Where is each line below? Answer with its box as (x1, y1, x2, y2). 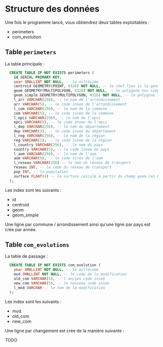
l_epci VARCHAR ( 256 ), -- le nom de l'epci (14, 115, 101, 120)
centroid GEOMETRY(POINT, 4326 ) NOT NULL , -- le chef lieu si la (14, 84, 149, 89)
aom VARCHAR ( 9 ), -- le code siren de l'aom (14, 156, 103, 161)
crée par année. (5, 226, 37, 232)
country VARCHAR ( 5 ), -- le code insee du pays (14, 147, 110, 152)
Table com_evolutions (5, 241, 69, 249)
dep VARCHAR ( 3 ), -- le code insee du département (14, 129, 116, 134)
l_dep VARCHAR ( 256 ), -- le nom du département (14, 125, 110, 129)
